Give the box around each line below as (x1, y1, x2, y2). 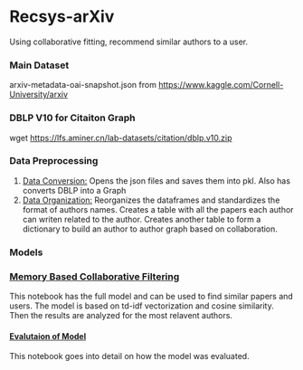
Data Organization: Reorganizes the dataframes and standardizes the (22, 194, 280, 205)
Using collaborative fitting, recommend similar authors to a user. (9, 36, 249, 47)
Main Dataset (9, 59, 70, 71)
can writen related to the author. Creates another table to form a (22, 213, 261, 224)
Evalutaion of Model (9, 330, 87, 341)
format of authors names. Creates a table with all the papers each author (22, 204, 294, 214)
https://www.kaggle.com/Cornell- (157, 80, 284, 90)
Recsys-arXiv (9, 6, 115, 27)
